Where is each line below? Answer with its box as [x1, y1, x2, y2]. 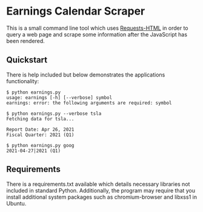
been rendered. [6, 37, 45, 44]
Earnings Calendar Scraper [6, 4, 145, 18]
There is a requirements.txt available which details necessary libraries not [6, 180, 190, 188]
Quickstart [6, 55, 48, 65]
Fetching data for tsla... [6, 115, 75, 122]
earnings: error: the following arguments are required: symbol [6, 100, 172, 106]
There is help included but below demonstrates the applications [6, 71, 165, 78]
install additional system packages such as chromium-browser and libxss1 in [6, 193, 197, 200]
